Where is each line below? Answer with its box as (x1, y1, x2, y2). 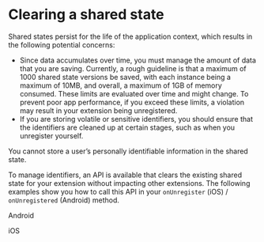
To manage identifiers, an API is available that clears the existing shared (8, 170, 243, 180)
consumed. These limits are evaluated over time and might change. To (19, 89, 249, 98)
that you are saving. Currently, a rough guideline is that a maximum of (19, 63, 247, 73)
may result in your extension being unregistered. (19, 105, 178, 115)
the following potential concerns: (8, 40, 115, 49)
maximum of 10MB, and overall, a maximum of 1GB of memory (19, 81, 223, 90)
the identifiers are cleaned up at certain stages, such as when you (19, 123, 236, 132)
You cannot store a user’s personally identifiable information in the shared (8, 146, 249, 156)
